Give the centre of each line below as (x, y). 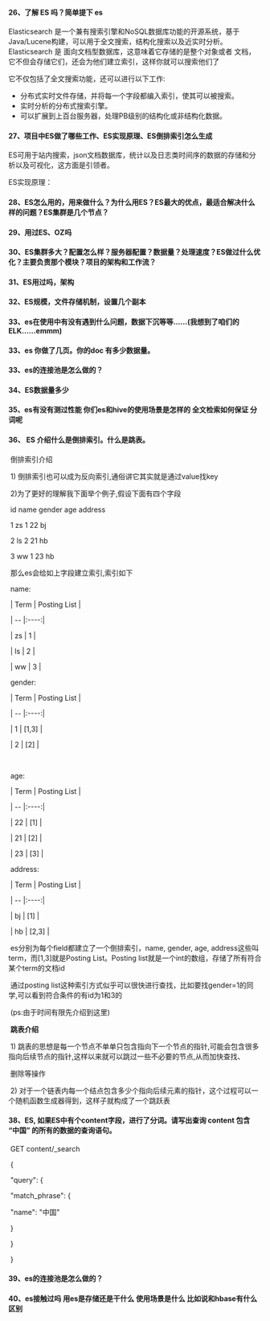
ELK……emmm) (35, 330)
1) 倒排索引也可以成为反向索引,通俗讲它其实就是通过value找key (114, 476)
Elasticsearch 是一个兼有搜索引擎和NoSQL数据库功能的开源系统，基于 (124, 31)
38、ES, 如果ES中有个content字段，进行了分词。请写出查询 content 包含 (129, 1120)
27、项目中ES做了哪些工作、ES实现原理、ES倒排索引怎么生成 (110, 136)
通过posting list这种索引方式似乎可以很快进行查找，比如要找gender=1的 (128, 985)
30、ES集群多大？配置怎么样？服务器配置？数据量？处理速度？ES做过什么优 (135, 252)
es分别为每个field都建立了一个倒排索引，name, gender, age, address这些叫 (135, 947)
